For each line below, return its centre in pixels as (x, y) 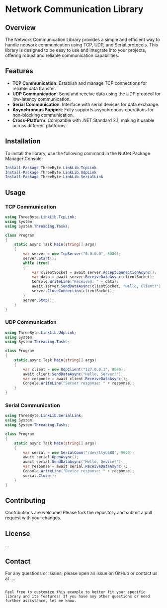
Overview (21, 28)
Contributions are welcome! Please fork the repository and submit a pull (79, 513)
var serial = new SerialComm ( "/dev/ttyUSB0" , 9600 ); (79, 452)
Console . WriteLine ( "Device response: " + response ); (79, 471)
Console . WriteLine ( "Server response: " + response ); (79, 383)
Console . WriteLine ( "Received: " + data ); (75, 282)
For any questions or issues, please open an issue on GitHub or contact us (81, 573)
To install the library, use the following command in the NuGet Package (78, 153)
